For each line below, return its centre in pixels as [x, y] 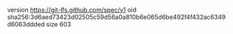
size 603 [59, 24]
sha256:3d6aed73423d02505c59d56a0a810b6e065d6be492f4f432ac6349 [116, 17]
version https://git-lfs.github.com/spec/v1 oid [72, 10]
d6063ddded [26, 24]
